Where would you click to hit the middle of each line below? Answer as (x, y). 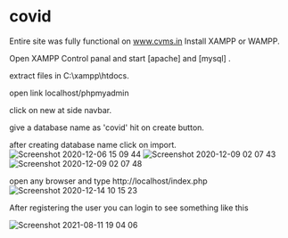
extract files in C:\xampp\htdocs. (69, 75)
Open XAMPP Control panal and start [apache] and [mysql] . (120, 58)
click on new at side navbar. (61, 110)
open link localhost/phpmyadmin (69, 93)
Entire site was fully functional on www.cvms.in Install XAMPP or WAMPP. (144, 41)
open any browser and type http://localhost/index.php (108, 181)
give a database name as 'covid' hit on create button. (107, 127)
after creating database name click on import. (93, 144)
